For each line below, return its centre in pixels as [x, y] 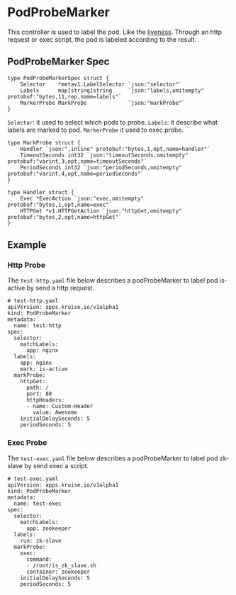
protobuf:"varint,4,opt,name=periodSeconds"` [75, 174]
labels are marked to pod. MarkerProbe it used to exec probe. [96, 130]
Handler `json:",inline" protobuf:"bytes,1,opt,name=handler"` [116, 149]
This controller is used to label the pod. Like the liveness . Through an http [114, 32]
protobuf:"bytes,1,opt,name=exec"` [60, 205]
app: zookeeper [49, 528]
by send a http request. [60, 288]
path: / [38, 388]
